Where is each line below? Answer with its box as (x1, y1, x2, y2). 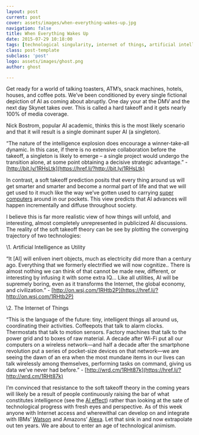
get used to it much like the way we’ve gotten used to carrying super (6, 189, 174, 196)
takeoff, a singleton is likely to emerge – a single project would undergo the (6, 153, 189, 160)
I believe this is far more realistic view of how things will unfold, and (6, 213, 171, 220)
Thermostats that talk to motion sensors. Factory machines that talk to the (6, 329, 187, 336)
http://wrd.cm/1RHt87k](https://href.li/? (86, 366, 182, 374)
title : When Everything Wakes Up (6, 31, 89, 37)
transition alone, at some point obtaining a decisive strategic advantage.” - (6, 158, 188, 166)
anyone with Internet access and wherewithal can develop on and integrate (6, 409, 190, 417)
